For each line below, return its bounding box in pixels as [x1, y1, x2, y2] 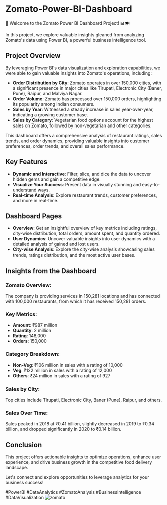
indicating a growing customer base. [12, 111, 88, 118]
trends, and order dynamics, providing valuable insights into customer [5, 138, 150, 144]
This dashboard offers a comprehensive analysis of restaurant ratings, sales [5, 132, 162, 138]
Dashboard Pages [5, 212, 62, 220]
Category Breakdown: [5, 351, 60, 358]
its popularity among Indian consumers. [12, 101, 95, 107]
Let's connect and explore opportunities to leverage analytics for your [5, 474, 149, 480]
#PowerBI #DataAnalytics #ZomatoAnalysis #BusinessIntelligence [5, 489, 141, 495]
